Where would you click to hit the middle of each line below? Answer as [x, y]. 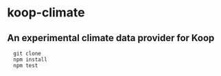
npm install [31, 60]
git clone [27, 53]
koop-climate [46, 13]
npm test [26, 66]
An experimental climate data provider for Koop [111, 38]
